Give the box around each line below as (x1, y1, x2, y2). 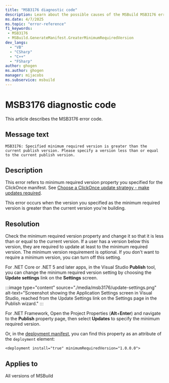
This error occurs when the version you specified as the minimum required (5, 200, 160, 206)
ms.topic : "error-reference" (5, 21, 66, 27)
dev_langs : (5, 40, 28, 45)
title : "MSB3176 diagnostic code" (5, 7, 78, 13)
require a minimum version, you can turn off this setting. (5, 254, 122, 260)
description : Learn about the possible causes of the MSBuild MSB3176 (5, 12, 156, 17)
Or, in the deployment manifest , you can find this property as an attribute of (5, 331, 162, 337)
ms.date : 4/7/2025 (5, 17, 44, 22)
